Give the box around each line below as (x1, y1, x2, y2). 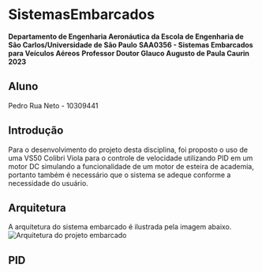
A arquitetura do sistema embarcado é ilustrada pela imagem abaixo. (8, 222, 232, 232)
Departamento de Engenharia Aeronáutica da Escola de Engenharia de (8, 32, 245, 41)
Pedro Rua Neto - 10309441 (8, 100, 99, 110)
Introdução (8, 124, 64, 138)
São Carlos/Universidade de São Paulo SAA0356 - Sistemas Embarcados (8, 40, 254, 49)
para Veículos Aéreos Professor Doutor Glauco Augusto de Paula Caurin (8, 48, 250, 58)
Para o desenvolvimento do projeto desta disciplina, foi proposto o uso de (8, 145, 249, 154)
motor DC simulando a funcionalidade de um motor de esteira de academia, (8, 161, 255, 171)
